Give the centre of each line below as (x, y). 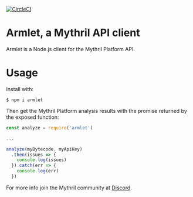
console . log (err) (38, 171)
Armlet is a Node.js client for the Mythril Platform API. (70, 49)
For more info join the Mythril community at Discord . (69, 188)
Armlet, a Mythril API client (73, 33)
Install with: (20, 89)
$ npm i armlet (25, 100)
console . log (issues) (42, 160)
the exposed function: (33, 117)
